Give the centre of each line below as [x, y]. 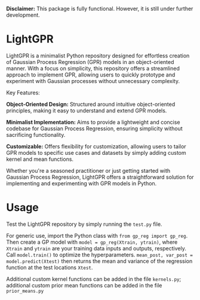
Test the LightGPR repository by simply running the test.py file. [84, 224]
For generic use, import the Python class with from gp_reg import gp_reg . [97, 235]
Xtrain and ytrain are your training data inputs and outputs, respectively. [96, 248]
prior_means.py [25, 291]
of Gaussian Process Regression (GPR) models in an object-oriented [90, 62]
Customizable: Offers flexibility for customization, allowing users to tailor [96, 146]
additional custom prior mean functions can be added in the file [84, 285]
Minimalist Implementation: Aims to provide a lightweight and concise [93, 122]
